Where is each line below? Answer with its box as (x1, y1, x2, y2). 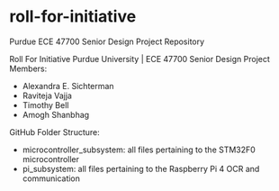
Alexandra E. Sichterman (22, 80, 114, 91)
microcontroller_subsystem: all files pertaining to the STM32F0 (22, 144, 256, 155)
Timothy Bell (22, 99, 69, 110)
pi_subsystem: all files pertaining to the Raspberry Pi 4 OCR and (22, 163, 260, 174)
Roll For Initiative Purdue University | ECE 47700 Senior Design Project (9, 53, 270, 64)
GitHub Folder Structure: (9, 126, 101, 137)
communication (22, 173, 81, 184)
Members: (9, 63, 48, 74)
